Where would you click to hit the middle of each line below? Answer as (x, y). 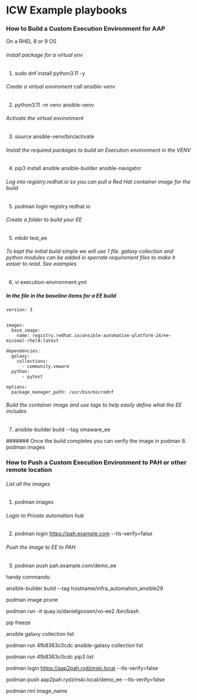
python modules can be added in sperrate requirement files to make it (91, 258)
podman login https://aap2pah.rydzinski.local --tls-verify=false (82, 668)
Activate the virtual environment (45, 118)
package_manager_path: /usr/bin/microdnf (63, 392)
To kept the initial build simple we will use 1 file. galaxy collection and (90, 251)
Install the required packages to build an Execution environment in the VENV (98, 150)
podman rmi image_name (37, 691)
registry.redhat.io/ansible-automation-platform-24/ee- (102, 335)
